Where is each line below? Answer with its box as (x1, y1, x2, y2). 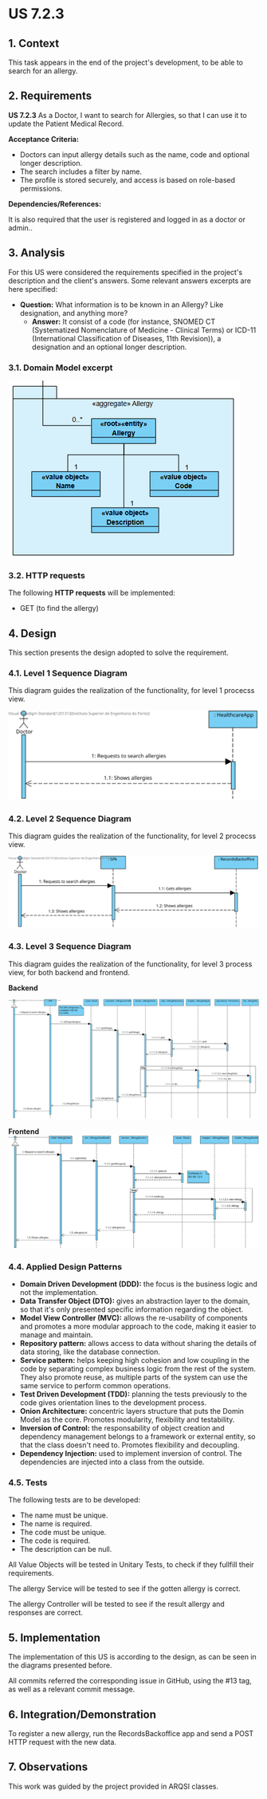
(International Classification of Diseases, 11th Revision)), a (31, 333, 222, 343)
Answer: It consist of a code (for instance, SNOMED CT (31, 317, 216, 326)
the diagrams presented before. (8, 1660, 112, 1671)
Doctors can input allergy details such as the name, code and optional (19, 149, 249, 159)
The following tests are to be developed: (8, 1495, 141, 1505)
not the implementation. (19, 1288, 98, 1297)
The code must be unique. (19, 1528, 107, 1537)
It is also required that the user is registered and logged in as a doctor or (8, 215, 245, 224)
